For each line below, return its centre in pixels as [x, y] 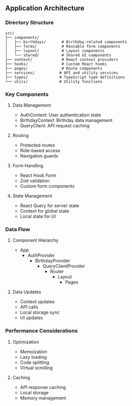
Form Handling [28, 165]
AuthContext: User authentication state [60, 115]
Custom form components [47, 186]
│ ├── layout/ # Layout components [55, 51]
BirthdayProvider [53, 261]
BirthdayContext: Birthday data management [66, 120]
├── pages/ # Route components [54, 68]
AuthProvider [41, 255]
